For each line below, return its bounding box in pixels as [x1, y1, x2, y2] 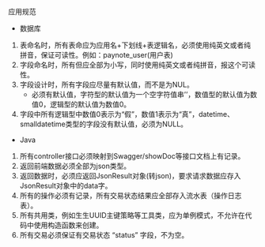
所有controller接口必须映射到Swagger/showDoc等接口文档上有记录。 [19, 152, 245, 160]
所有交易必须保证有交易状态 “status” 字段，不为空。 [19, 230, 189, 239]
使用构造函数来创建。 [33, 220, 104, 230]
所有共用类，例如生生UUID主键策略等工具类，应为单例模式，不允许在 [19, 211, 245, 219]
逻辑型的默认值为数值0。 [50, 99, 131, 109]
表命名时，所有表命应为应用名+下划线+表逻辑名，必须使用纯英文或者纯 [19, 40, 252, 50]
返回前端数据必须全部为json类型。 [19, 161, 131, 170]
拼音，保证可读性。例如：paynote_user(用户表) [19, 51, 173, 59]
